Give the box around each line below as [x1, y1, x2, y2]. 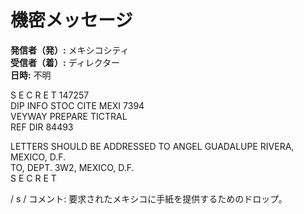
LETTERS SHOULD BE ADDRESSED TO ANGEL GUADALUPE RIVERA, [10, 140, 295, 152]
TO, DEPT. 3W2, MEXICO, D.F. [10, 161, 135, 173]
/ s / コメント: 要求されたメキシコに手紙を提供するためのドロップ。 [10, 192, 288, 205]
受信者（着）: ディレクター [10, 56, 121, 68]
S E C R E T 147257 [10, 89, 90, 101]
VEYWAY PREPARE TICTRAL [10, 110, 128, 122]
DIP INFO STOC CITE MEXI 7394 [10, 99, 145, 111]
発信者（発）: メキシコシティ [10, 44, 130, 56]
